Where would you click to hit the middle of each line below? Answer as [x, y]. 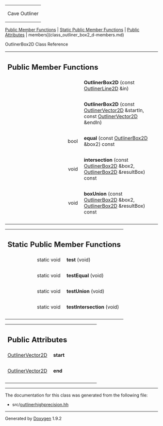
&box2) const [99, 144]
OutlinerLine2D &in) [106, 88]
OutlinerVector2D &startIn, [114, 110]
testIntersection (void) [93, 307]
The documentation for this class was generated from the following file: [76, 395]
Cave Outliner [23, 13]
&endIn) [93, 122]
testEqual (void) [85, 275]
